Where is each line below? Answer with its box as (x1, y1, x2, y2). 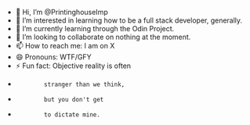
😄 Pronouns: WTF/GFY (15, 52, 92, 62)
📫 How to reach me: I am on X (15, 41, 115, 50)
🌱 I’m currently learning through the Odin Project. (15, 24, 175, 33)
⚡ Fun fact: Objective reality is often (15, 61, 132, 70)
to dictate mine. (44, 111, 100, 119)
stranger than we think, (44, 80, 125, 88)
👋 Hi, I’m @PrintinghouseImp (15, 8, 108, 16)
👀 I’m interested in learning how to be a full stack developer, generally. (15, 16, 243, 25)
